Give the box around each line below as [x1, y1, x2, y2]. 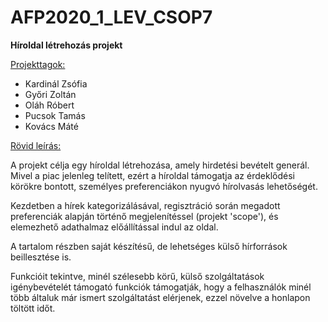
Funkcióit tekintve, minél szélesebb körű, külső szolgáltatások [10, 270, 265, 282]
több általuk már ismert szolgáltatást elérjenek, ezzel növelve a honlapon [10, 291, 311, 303]
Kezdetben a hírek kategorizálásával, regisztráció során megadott [10, 199, 281, 211]
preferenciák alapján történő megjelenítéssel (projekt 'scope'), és [10, 210, 279, 222]
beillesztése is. [10, 251, 72, 263]
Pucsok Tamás [24, 109, 86, 121]
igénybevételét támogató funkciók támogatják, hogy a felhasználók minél [10, 281, 312, 293]
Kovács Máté [24, 120, 79, 132]
